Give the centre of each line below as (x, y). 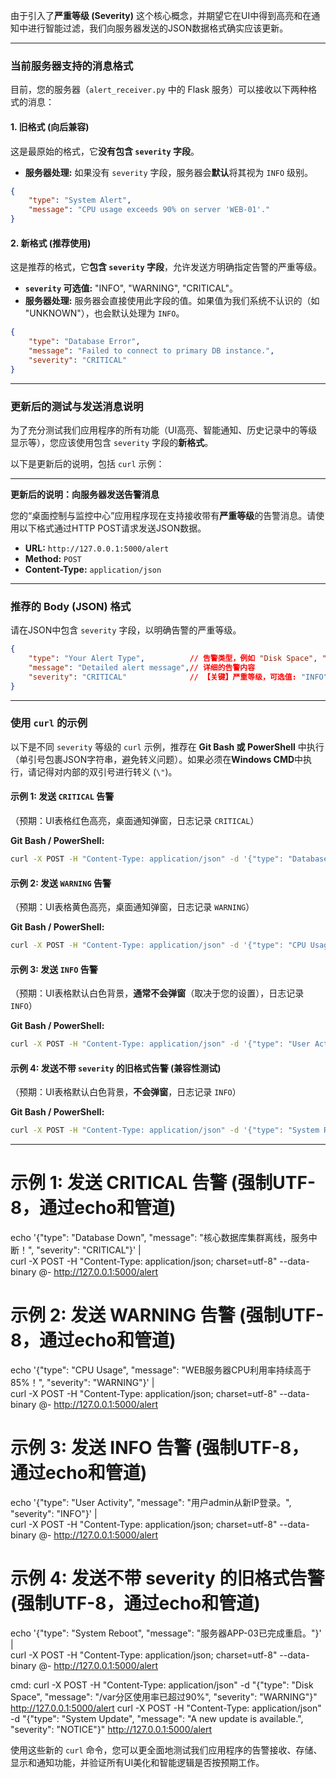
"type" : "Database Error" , (84, 342)
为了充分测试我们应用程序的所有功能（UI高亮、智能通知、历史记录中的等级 (164, 430)
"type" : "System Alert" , (80, 200)
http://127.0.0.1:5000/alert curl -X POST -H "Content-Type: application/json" (166, 1708)
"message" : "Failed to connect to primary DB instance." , (151, 350)
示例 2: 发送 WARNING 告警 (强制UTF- (167, 1315)
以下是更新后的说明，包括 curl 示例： (87, 463)
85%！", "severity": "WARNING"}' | (82, 1383)
